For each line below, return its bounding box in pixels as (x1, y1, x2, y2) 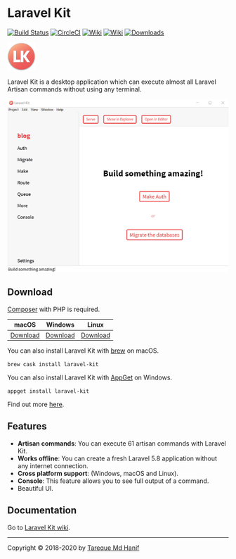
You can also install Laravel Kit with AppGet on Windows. (7, 373, 173, 382)
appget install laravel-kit (7, 388, 90, 395)
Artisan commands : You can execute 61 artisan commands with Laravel (17, 439, 226, 448)
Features (7, 420, 47, 432)
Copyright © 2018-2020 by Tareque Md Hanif (7, 544, 140, 552)
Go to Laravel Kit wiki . (7, 523, 70, 532)
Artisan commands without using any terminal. (7, 84, 142, 93)
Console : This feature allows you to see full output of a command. (17, 477, 209, 485)
